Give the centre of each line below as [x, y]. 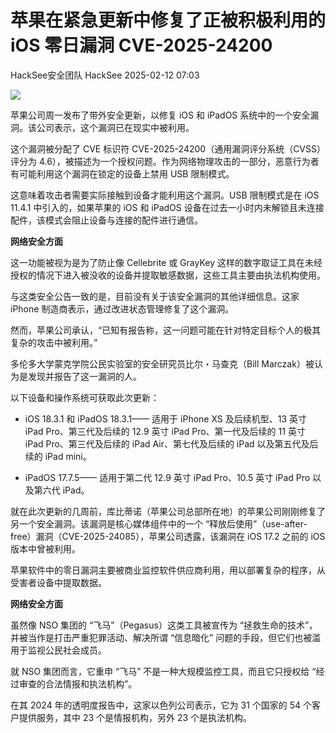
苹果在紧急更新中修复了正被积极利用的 [168, 20]
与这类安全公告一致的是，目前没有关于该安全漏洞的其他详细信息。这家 [155, 296]
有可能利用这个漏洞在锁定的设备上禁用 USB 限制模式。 [122, 173]
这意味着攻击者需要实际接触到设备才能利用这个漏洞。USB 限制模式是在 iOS [165, 195]
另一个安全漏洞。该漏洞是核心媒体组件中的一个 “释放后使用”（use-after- [159, 523]
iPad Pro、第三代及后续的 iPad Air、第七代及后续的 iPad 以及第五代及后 [171, 443]
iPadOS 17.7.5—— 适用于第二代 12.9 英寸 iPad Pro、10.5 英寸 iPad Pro [167, 477]
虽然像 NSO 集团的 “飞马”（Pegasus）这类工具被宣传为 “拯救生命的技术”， [164, 625]
